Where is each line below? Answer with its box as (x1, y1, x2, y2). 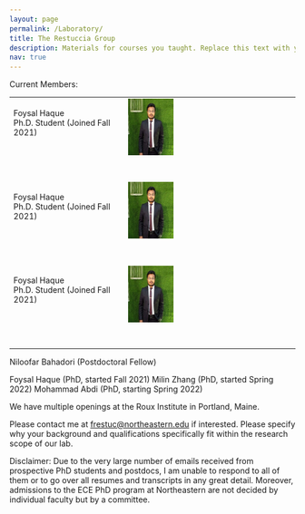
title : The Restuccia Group (9, 34, 116, 43)
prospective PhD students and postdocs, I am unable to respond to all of (9, 465, 280, 476)
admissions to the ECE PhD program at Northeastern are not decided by (9, 484, 279, 495)
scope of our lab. (9, 438, 74, 449)
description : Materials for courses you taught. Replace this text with (9, 44, 290, 53)
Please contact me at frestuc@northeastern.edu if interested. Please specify (9, 418, 296, 430)
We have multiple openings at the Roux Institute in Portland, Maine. (9, 401, 261, 412)
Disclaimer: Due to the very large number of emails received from (9, 455, 254, 466)
